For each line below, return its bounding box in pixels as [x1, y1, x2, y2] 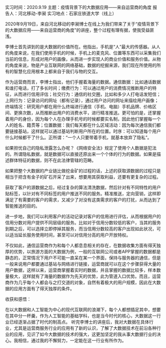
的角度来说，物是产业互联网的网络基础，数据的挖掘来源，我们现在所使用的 [5, 62, 157, 68]
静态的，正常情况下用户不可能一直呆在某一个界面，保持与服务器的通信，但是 [5, 255, 161, 261]
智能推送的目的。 [5, 203, 40, 209]
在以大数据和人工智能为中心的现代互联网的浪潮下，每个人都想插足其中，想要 [5, 307, 161, 312]
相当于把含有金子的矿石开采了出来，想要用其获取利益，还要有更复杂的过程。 [5, 174, 161, 180]
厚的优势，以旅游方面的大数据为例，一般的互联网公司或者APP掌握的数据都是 [5, 249, 161, 254]
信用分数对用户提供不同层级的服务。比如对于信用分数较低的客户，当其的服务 [5, 220, 161, 226]
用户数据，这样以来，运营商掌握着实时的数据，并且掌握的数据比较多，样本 [5, 267, 157, 273]
